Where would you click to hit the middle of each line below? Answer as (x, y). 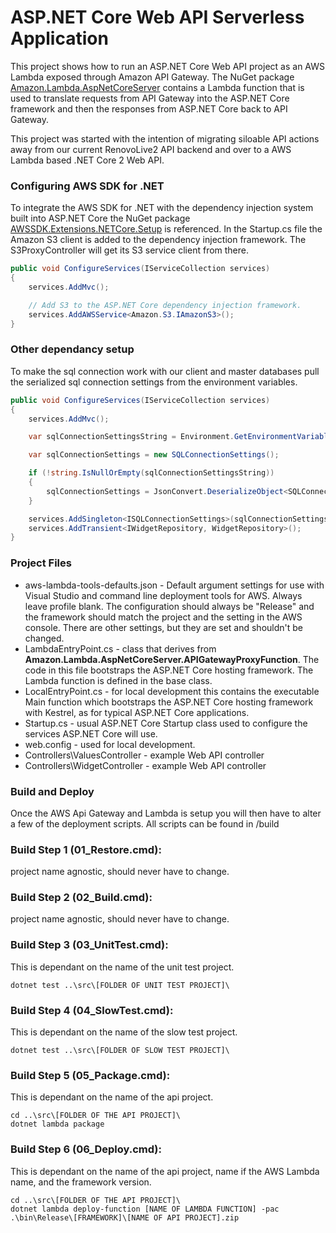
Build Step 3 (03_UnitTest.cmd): (89, 945)
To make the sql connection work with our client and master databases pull (165, 371)
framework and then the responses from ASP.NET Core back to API (149, 108)
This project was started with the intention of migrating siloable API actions (165, 138)
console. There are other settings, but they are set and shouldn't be (163, 627)
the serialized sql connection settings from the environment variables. (154, 382)
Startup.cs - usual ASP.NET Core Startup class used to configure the (166, 723)
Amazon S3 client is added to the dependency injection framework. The (158, 240)
